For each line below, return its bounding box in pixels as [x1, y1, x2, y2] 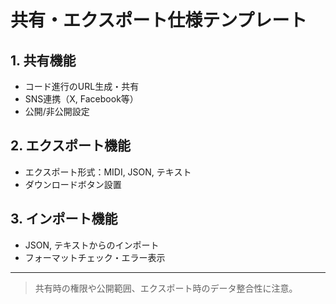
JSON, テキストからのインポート [24, 239, 160, 251]
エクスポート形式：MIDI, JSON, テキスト [24, 166, 192, 178]
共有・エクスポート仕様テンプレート [10, 9, 308, 32]
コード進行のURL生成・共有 [24, 81, 140, 92]
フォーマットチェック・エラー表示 [24, 251, 166, 263]
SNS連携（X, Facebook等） [24, 93, 139, 105]
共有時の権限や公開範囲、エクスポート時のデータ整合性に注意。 [34, 282, 298, 294]
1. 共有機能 [10, 52, 77, 69]
